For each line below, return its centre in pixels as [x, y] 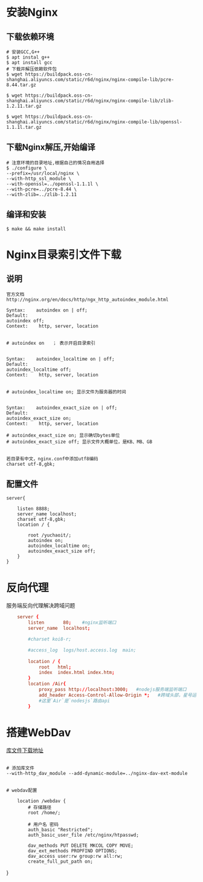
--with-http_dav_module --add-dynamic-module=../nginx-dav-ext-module [97, 774]
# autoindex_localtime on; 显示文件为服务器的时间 [66, 392]
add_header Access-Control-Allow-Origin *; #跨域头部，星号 [115, 695]
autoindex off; [25, 321]
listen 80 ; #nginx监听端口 [72, 623]
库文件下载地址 [25, 750]
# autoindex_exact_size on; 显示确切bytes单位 [63, 435]
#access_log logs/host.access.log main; [82, 650]
